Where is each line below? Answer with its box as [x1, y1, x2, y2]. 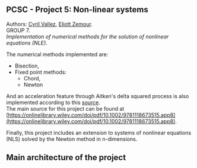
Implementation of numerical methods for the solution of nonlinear [6, 33, 169, 40]
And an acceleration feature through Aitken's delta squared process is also [6, 92, 189, 99]
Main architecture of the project [6, 153, 126, 163]
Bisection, [14, 62, 40, 69]
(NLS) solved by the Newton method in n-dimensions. [6, 135, 138, 143]
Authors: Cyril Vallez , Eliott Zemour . [6, 20, 93, 27]
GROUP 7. [6, 27, 30, 34]
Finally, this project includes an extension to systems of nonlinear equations [6, 129, 192, 136]
